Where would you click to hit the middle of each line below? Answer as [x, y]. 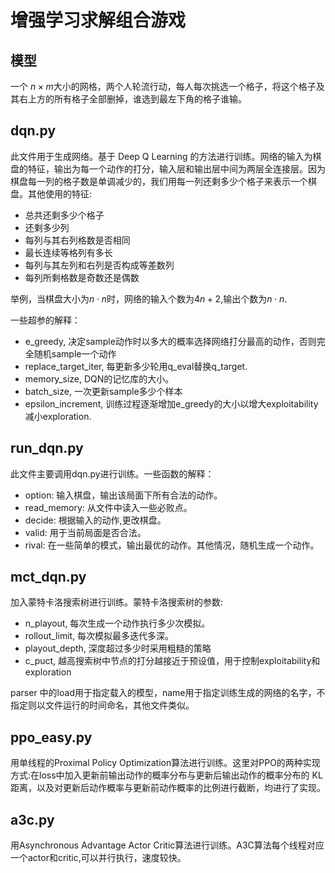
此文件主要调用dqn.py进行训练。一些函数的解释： [112, 473]
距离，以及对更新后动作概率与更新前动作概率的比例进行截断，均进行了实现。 [168, 788]
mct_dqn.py [48, 577]
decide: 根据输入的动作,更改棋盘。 [95, 520]
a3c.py [32, 819]
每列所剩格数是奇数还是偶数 [82, 277]
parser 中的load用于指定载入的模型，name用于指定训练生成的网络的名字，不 [168, 693]
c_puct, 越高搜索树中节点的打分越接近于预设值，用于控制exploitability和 [172, 661]
